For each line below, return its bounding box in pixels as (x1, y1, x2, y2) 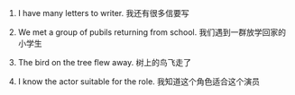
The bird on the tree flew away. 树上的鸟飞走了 (17, 57, 192, 67)
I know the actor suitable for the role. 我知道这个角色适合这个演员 (17, 76, 260, 87)
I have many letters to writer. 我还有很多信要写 (17, 8, 189, 18)
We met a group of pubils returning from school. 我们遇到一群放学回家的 (17, 27, 287, 38)
